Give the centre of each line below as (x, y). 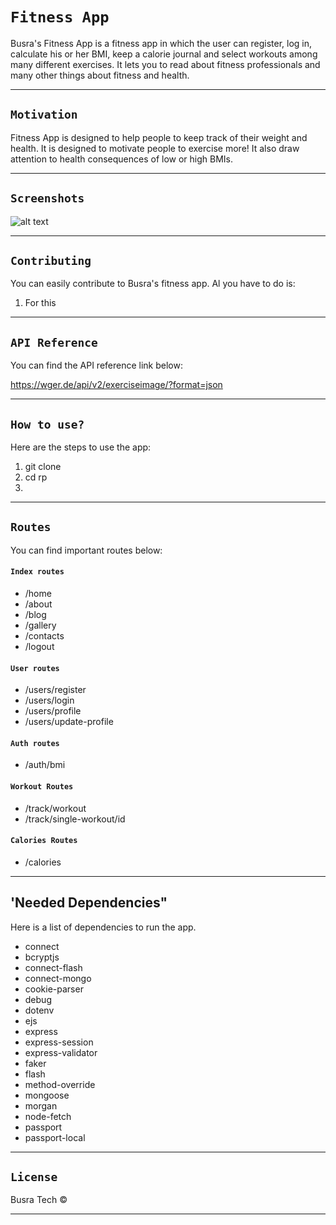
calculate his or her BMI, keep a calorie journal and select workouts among (164, 54)
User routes (35, 668)
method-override (60, 1084)
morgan (41, 1105)
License (34, 1177)
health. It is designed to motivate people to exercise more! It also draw (155, 148)
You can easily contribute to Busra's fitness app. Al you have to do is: (153, 284)
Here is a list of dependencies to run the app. (103, 927)
